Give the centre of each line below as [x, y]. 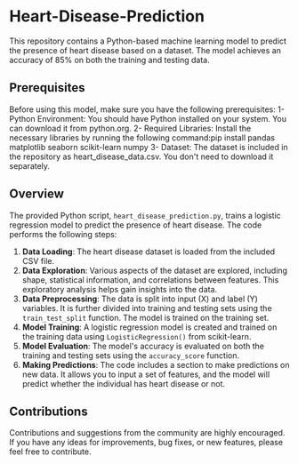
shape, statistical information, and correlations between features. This [150, 280]
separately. [30, 165]
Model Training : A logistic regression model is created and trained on [149, 327]
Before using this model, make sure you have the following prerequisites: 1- [147, 109]
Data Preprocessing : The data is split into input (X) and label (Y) [140, 299]
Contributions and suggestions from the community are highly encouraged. [147, 433]
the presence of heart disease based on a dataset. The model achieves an [145, 50]
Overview [37, 194]
